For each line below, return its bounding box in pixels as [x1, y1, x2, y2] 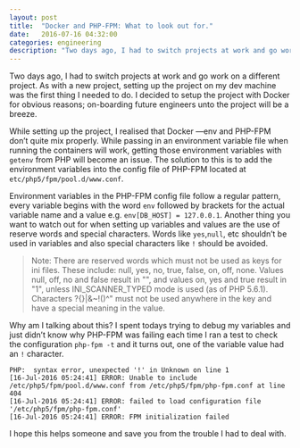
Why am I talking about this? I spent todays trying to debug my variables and [9, 320, 291, 331]
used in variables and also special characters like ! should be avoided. [9, 238, 269, 249]
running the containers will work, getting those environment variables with [9, 145, 282, 156]
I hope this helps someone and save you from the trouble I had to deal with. [9, 428, 287, 439]
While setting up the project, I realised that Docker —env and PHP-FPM [9, 126, 271, 137]
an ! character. [9, 349, 64, 360]
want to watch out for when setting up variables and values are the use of [9, 220, 280, 230]
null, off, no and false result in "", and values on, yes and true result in [30, 274, 287, 286]
